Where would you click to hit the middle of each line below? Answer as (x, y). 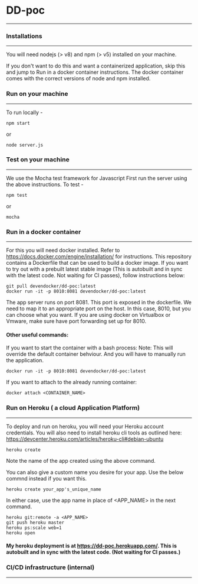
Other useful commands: (37, 335)
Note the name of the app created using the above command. (81, 460)
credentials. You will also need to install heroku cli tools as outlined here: (94, 433)
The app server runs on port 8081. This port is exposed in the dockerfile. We (99, 303)
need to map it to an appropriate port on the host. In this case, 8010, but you (98, 309)
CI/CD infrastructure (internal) (50, 567)
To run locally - (24, 112)
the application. (25, 361)
